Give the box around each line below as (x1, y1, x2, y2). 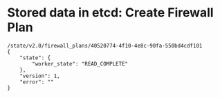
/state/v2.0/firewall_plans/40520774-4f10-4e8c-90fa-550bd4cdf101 (7, 42, 203, 49)
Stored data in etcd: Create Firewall (7, 5, 214, 21)
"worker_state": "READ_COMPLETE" (32, 60, 129, 67)
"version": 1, (19, 72, 60, 79)
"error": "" (19, 78, 54, 86)
